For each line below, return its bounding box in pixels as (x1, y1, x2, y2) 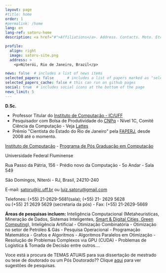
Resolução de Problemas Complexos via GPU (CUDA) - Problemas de (5, 237, 147, 243)
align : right (9, 48, 37, 53)
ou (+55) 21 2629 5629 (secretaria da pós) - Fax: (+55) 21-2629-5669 (5, 201, 148, 207)
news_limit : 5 (5, 89, 35, 94)
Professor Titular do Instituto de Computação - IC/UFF (12, 112, 123, 118)
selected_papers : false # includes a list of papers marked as (5, 76, 149, 80)
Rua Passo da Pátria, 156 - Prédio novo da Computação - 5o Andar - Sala (5, 162, 154, 168)
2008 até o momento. (12, 133, 57, 139)
